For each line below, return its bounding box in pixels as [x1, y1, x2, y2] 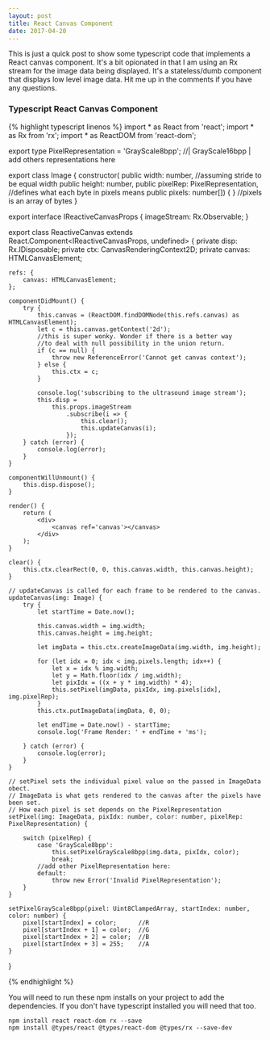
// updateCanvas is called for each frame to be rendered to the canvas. [8, 586, 262, 594]
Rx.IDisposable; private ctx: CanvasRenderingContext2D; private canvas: [8, 244, 251, 254]
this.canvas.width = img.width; [37, 622, 147, 630]
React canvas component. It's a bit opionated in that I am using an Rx [8, 57, 238, 67]
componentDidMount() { [8, 296, 85, 305]
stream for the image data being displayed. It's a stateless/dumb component [8, 66, 262, 76]
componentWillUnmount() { [8, 473, 95, 481]
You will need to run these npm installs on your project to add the [8, 992, 225, 1002]
